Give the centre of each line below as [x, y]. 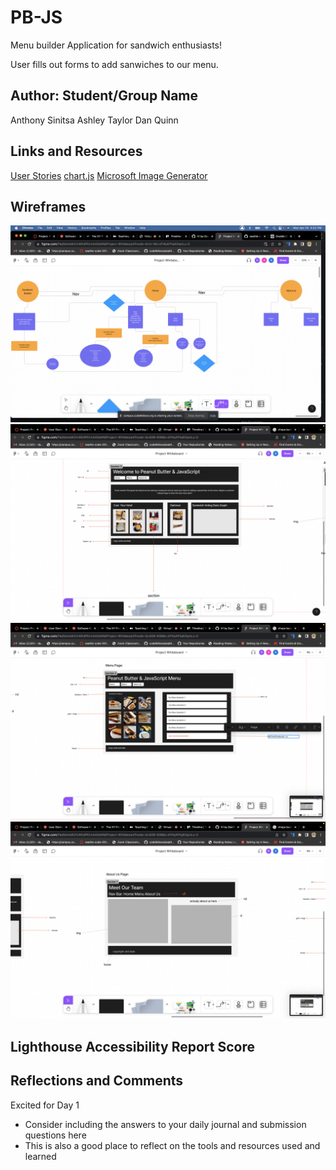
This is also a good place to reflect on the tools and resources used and [172, 1145]
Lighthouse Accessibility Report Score [132, 1046]
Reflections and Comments [97, 1081]
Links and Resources [76, 151]
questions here [55, 1135]
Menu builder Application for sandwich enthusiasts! [116, 45]
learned [40, 1156]
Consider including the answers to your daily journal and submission [165, 1124]
